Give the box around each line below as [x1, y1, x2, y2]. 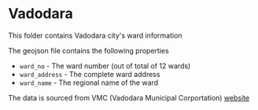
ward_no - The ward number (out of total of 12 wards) [19, 60, 191, 71]
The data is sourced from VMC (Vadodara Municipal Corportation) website [8, 93, 250, 102]
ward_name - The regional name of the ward [19, 78, 159, 87]
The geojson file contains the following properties [8, 46, 169, 55]
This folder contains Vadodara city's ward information [8, 31, 182, 40]
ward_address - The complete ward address [19, 69, 160, 79]
